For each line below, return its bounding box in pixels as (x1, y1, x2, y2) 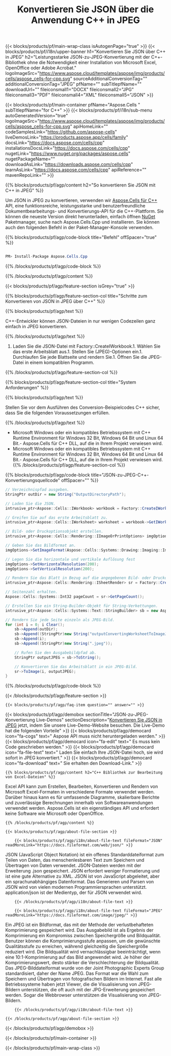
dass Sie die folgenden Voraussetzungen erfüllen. (5, 410, 110, 416)
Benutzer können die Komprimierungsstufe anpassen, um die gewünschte (5, 938, 160, 944)
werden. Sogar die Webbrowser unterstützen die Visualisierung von (5, 992, 147, 998)
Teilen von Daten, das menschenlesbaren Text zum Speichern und (5, 857, 145, 863)
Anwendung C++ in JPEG (31, 14, 140, 26)
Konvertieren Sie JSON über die (17, 4, 154, 15)
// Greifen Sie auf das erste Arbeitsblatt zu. (5, 515, 108, 520)
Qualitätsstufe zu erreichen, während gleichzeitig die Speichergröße (5, 943, 149, 949)
